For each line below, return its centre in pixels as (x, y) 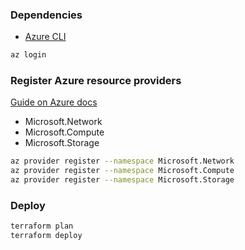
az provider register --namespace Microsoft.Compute (122, 171)
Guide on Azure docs (54, 102)
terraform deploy (46, 236)
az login (28, 55)
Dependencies (46, 15)
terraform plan (42, 226)
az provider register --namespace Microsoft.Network (122, 161)
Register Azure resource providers (96, 81)
